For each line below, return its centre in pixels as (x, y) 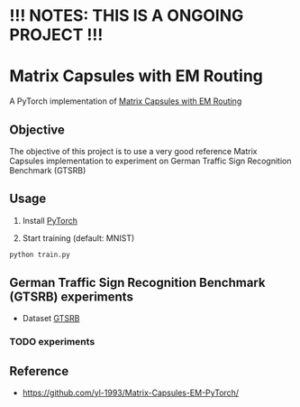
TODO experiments (52, 342)
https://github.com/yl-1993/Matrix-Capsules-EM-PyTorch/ (131, 393)
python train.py (40, 254)
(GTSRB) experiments (71, 297)
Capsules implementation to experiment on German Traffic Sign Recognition (150, 161)
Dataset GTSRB (51, 319)
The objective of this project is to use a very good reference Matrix (133, 151)
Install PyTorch (50, 220)
